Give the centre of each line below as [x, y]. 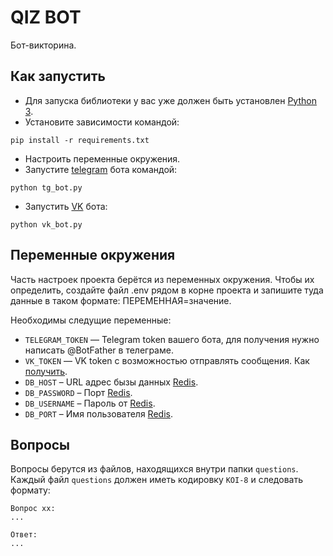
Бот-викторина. [43, 45]
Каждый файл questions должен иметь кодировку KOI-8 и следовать [156, 480]
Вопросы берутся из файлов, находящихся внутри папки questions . [154, 469]
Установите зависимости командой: [102, 122]
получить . [46, 371]
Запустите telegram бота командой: [101, 169]
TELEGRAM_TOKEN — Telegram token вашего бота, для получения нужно [172, 339]
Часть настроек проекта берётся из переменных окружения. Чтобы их [162, 279]
